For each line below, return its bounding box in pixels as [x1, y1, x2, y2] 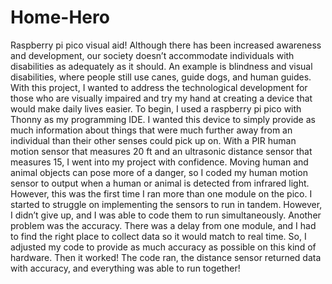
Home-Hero [10, 6, 110, 29]
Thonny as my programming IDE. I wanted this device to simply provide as [10, 113, 316, 125]
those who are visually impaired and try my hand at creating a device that [10, 92, 313, 104]
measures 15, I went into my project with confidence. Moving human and [10, 156, 309, 168]
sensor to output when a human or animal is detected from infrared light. [10, 177, 310, 189]
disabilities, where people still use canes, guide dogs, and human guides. [10, 71, 312, 83]
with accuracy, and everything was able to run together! [10, 262, 241, 274]
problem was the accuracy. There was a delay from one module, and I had [10, 219, 317, 231]
